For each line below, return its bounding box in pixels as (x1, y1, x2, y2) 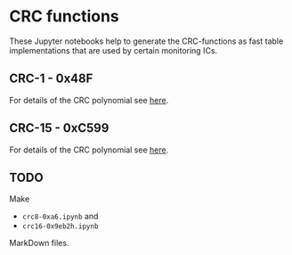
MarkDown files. (9, 238, 69, 249)
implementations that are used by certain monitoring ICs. (9, 45, 218, 55)
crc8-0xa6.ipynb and (21, 211, 99, 222)
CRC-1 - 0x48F (9, 71, 93, 86)
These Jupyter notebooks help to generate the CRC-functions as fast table (9, 36, 284, 46)
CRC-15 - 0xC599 (9, 120, 109, 136)
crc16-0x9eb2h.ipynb (21, 222, 99, 231)
